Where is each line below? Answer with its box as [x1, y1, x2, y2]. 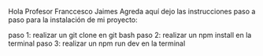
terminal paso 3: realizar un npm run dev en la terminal [8, 39, 186, 48]
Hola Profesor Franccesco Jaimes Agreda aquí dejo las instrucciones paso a [8, 7, 256, 16]
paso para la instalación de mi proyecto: [8, 15, 138, 24]
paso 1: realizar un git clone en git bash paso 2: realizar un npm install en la [8, 31, 252, 39]
